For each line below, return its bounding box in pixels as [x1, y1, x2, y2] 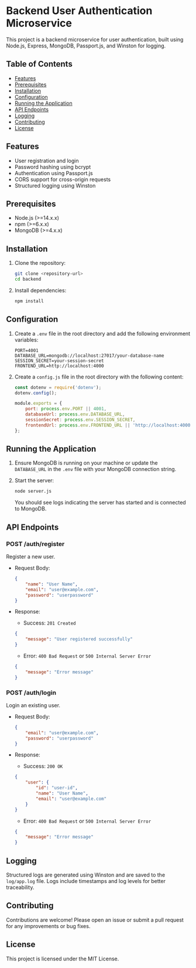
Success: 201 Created [23, 619, 76, 626]
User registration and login [14, 157, 79, 164]
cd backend [14, 277, 42, 282]
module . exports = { [14, 400, 63, 407]
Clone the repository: [14, 260, 66, 267]
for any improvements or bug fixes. [6, 922, 91, 929]
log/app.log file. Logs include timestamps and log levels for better [6, 877, 166, 884]
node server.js [14, 488, 52, 495]
